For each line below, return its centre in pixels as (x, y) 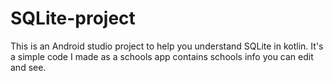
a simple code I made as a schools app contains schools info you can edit (162, 56)
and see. (28, 67)
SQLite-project (73, 18)
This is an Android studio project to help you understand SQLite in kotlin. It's (167, 46)
